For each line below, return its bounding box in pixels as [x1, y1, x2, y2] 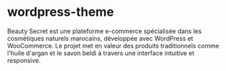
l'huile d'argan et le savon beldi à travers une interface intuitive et [7, 49, 195, 57]
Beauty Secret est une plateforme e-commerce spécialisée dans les [7, 27, 202, 35]
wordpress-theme [7, 4, 115, 20]
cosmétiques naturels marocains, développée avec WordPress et [7, 34, 193, 42]
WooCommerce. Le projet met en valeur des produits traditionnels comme [7, 41, 220, 50]
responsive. [7, 56, 41, 64]
